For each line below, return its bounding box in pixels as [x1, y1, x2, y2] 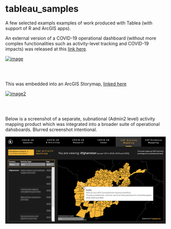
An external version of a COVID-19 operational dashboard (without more [5, 35, 157, 41]
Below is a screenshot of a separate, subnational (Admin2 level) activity [5, 115, 155, 122]
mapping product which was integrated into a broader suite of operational [5, 121, 160, 127]
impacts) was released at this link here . [5, 46, 88, 52]
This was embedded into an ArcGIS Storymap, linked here [5, 81, 127, 87]
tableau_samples [5, 3, 79, 15]
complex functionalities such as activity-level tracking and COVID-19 [5, 40, 149, 46]
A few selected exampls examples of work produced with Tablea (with [5, 20, 153, 26]
